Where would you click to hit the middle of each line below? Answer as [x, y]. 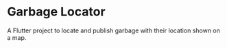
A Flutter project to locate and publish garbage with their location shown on [114, 30]
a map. [17, 37]
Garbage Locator [56, 12]
